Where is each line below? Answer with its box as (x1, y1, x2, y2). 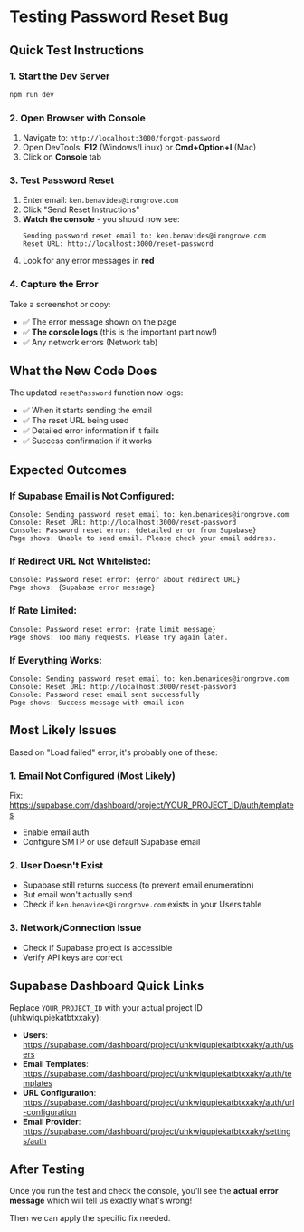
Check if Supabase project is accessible (22, 942, 173, 953)
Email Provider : (22, 1116, 81, 1127)
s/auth (22, 1135, 47, 1146)
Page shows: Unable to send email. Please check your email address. (9, 534, 278, 543)
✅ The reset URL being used (22, 415, 129, 426)
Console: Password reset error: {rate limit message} (9, 625, 217, 634)
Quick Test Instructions (9, 43, 145, 58)
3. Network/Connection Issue (9, 922, 142, 935)
